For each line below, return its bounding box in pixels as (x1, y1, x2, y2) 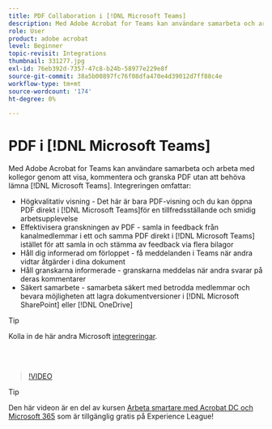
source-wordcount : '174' (8, 87, 92, 96)
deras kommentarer (19, 274, 87, 284)
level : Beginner (8, 42, 63, 50)
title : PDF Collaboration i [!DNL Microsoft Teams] (8, 11, 186, 20)
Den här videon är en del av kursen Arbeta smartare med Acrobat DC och (8, 403, 253, 413)
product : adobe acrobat (8, 34, 89, 43)
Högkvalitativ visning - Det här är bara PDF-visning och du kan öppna (19, 196, 253, 207)
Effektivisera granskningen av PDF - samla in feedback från (19, 222, 219, 232)
